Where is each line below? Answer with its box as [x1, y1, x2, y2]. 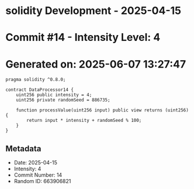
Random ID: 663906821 [13, 178, 71, 185]
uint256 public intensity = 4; [16, 92, 92, 98]
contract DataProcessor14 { [5, 87, 74, 93]
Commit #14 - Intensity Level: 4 [5, 31, 161, 44]
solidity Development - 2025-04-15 [5, 4, 182, 17]
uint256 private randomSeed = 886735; [16, 97, 110, 103]
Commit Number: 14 [13, 171, 63, 178]
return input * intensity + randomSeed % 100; [26, 118, 142, 124]
